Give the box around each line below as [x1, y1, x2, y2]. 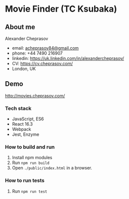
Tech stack [5, 105, 31, 111]
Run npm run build [12, 160, 50, 166]
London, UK [12, 66, 36, 72]
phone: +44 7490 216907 [12, 50, 63, 56]
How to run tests [5, 177, 45, 184]
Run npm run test [12, 188, 47, 194]
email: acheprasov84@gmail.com [12, 45, 79, 51]
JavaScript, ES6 [12, 116, 44, 122]
